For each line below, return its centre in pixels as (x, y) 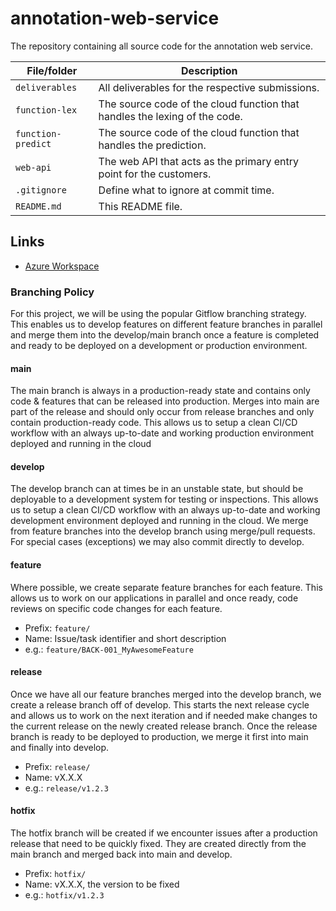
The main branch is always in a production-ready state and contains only (160, 391)
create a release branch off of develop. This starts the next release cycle (160, 704)
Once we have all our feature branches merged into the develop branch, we (166, 694)
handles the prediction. (152, 145)
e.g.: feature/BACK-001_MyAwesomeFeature (109, 649)
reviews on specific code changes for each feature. (116, 608)
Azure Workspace (62, 266)
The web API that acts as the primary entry (198, 161)
